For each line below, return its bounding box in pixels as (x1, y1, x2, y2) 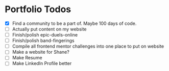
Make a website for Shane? (12, 49, 69, 55)
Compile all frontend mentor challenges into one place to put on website (12, 43, 164, 49)
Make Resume (12, 55, 42, 61)
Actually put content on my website (12, 26, 87, 32)
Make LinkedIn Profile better (12, 60, 72, 66)
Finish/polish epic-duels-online (12, 32, 78, 38)
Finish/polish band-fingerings (12, 38, 75, 44)
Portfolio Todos (5, 4, 71, 15)
